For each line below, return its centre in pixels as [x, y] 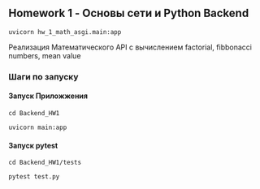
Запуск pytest [33, 145]
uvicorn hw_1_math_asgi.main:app [65, 32]
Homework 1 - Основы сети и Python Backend [129, 13]
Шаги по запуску [43, 76]
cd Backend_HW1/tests [45, 163]
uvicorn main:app [38, 127]
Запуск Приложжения [48, 96]
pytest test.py [34, 177]
